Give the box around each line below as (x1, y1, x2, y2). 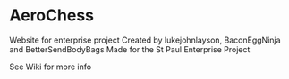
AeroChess (9, 5, 95, 26)
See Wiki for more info (9, 61, 92, 72)
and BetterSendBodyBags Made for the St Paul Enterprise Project (9, 43, 251, 54)
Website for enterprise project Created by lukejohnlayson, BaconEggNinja (9, 35, 281, 45)
